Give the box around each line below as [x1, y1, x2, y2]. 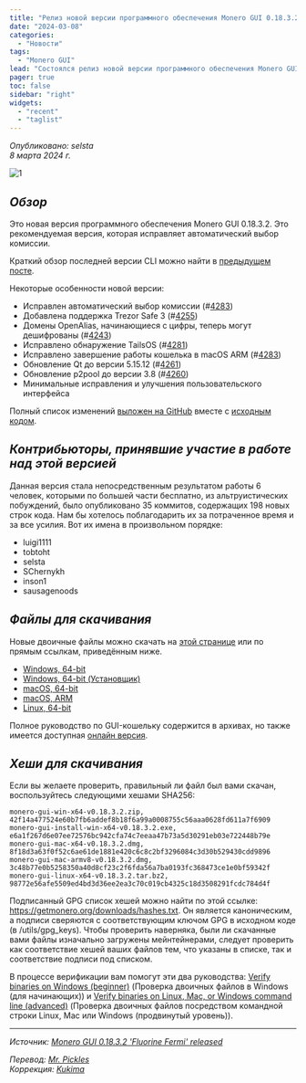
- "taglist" [17, 115, 64, 124]
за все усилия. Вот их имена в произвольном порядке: [9, 519, 223, 530]
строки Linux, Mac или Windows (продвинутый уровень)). [9, 1010, 234, 1021]
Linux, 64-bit [22, 702, 71, 713]
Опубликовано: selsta [9, 141, 94, 152]
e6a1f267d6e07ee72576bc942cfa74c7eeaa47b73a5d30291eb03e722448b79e [9, 832, 271, 841]
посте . [9, 265, 35, 276]
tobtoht [22, 546, 50, 557]
